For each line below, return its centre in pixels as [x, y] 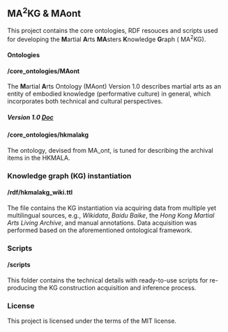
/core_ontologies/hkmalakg [48, 135]
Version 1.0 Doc [30, 117]
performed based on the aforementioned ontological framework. [100, 230]
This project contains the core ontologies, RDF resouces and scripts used [113, 30]
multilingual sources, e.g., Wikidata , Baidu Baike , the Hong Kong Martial [111, 215]
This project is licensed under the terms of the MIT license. [92, 321]
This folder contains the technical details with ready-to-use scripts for [108, 280]
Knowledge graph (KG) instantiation [69, 176]
